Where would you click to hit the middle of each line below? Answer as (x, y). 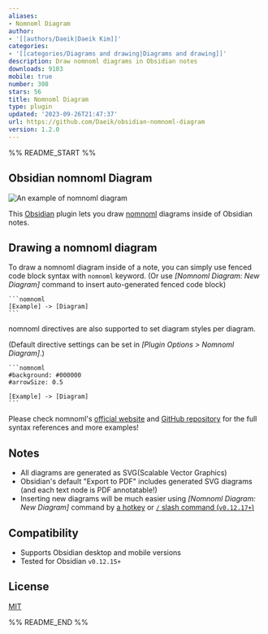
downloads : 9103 (36, 69)
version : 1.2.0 (34, 129)
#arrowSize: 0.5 (36, 383)
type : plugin (30, 107)
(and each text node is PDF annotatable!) (89, 490)
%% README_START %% (52, 152)
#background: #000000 (45, 375)
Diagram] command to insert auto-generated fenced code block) (117, 285)
